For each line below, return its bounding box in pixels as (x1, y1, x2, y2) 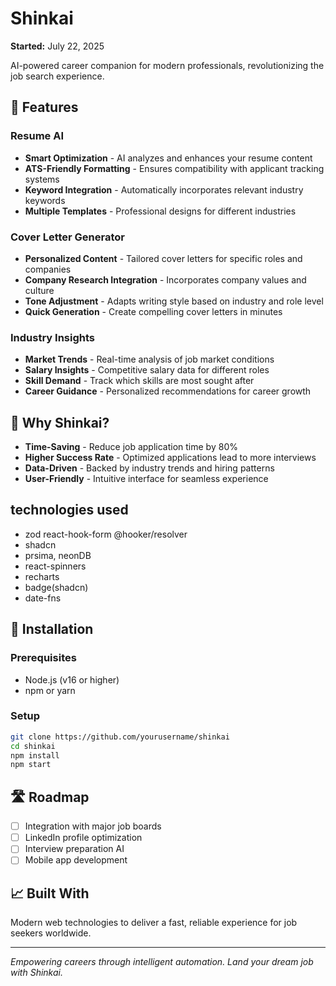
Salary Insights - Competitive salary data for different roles (24, 364, 270, 376)
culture (24, 284, 55, 296)
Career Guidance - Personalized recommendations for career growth (24, 385, 312, 397)
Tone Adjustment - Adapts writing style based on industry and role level (24, 295, 324, 307)
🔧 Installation (10, 621, 94, 638)
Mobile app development (24, 854, 128, 866)
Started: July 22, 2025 (10, 40, 105, 52)
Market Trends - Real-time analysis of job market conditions (24, 353, 275, 366)
